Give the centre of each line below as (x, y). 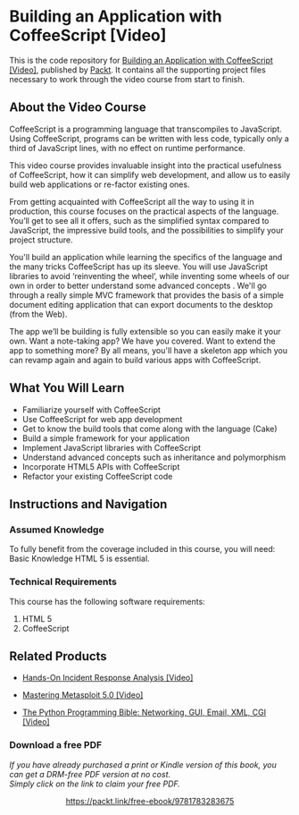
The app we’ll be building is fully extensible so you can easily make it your (145, 331)
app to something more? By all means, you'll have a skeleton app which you (149, 350)
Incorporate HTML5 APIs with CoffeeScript (101, 466)
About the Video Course (78, 108)
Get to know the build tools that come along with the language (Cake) (150, 429)
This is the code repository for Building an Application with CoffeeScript (141, 60)
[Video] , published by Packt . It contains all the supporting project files (137, 70)
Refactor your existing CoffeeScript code (97, 476)
